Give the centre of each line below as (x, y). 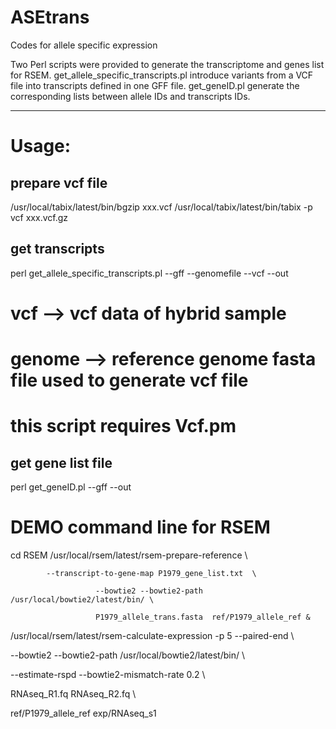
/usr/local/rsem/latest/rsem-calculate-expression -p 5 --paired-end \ (152, 636)
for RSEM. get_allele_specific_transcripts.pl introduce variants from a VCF (162, 75)
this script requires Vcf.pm (123, 426)
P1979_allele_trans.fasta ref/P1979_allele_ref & (203, 617)
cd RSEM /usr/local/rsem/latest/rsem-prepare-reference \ (129, 555)
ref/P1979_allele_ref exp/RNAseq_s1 (83, 713)
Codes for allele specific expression (84, 45)
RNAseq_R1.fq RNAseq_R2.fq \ (73, 694)
